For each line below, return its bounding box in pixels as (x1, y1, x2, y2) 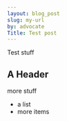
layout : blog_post (7, 10, 60, 17)
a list (17, 100, 31, 109)
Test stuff (7, 48, 35, 57)
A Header (7, 68, 49, 80)
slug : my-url (7, 17, 45, 24)
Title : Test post (7, 29, 57, 37)
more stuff (7, 87, 37, 95)
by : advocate (7, 23, 45, 30)
